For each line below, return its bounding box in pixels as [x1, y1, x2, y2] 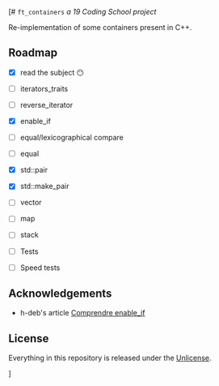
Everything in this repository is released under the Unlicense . [8, 353, 212, 363]
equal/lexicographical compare [19, 133, 124, 143]
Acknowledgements [8, 287, 112, 301]
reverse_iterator [19, 100, 74, 109]
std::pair [19, 165, 48, 175]
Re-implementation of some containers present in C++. [8, 23, 192, 32]
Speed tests [19, 263, 61, 272]
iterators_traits [19, 84, 69, 93]
